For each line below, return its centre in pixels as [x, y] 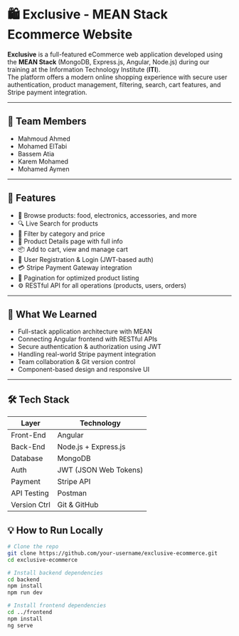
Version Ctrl [31, 505]
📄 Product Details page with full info [70, 241]
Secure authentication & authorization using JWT [90, 347]
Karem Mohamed [43, 161]
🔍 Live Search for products [58, 223]
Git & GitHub [78, 505]
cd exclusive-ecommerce [43, 560]
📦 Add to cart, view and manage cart [73, 249]
